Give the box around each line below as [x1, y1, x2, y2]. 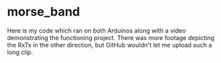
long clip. [7, 48, 33, 56]
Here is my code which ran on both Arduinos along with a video [7, 26, 186, 35]
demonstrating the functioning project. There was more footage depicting [7, 33, 215, 41]
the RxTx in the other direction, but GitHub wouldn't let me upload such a [7, 41, 212, 49]
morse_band [7, 4, 81, 20]
